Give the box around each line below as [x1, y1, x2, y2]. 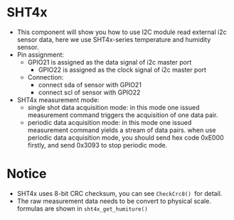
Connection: [27, 72, 64, 82]
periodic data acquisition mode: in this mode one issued [27, 118, 192, 126]
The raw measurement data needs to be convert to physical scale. [16, 197, 211, 205]
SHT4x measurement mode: [16, 95, 100, 104]
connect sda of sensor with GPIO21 [38, 80, 142, 89]
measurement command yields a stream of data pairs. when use [27, 126, 216, 134]
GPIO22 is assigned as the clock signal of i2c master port [38, 65, 207, 74]
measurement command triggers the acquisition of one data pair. [27, 111, 218, 119]
